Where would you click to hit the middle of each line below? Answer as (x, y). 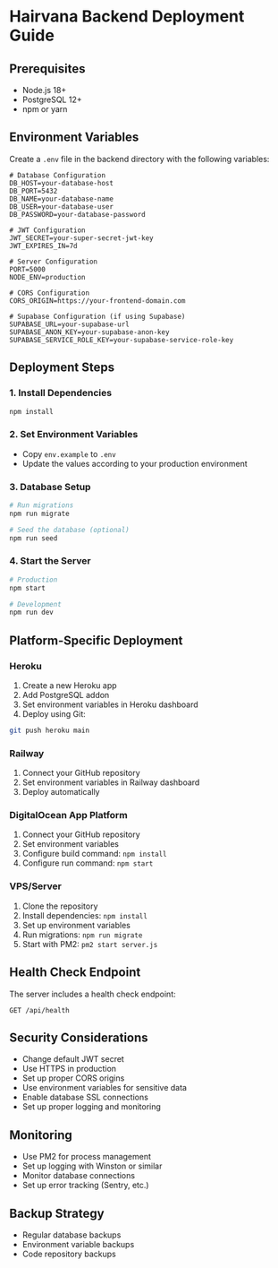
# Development (36, 604)
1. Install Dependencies (61, 393)
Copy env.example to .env (69, 453)
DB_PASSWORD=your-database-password (77, 214)
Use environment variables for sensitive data (105, 1088)
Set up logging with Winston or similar (92, 1166)
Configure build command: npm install (94, 854)
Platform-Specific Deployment (96, 640)
